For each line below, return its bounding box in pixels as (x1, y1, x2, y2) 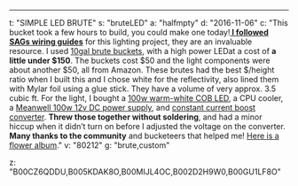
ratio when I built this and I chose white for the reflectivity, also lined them (9, 74, 279, 84)
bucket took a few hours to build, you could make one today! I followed (9, 27, 269, 37)
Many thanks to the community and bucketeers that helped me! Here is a (9, 130, 279, 141)
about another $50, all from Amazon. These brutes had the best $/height (9, 65, 275, 75)
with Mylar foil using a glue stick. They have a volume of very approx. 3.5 (9, 83, 277, 94)
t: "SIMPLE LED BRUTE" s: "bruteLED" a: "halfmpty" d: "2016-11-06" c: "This (9, 18, 288, 27)
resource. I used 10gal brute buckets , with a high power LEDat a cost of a (9, 46, 277, 56)
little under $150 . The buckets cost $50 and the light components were (9, 55, 271, 66)
